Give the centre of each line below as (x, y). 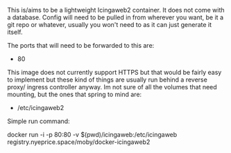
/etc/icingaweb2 (41, 108)
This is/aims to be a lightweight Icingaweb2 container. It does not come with (116, 10)
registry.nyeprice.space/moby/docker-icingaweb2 (79, 142)
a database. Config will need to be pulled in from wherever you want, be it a (115, 17)
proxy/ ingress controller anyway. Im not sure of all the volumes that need (112, 87)
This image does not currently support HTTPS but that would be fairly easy (114, 72)
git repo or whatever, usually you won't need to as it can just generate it (110, 25)
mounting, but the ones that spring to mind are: (75, 94)
